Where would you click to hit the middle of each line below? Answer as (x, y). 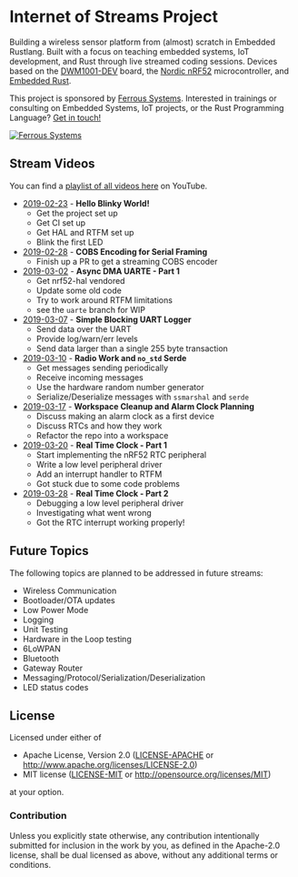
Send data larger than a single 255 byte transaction (132, 348)
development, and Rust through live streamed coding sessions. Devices (144, 61)
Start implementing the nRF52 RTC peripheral (121, 454)
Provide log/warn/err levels (87, 338)
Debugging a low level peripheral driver (110, 503)
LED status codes (55, 687)
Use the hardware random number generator (120, 387)
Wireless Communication (70, 590)
